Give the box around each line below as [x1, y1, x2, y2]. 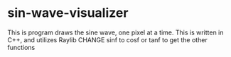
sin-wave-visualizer [7, 5, 129, 21]
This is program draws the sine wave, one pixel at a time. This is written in [7, 28, 224, 37]
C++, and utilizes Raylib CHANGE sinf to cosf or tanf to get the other [7, 35, 208, 44]
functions [7, 43, 36, 51]
